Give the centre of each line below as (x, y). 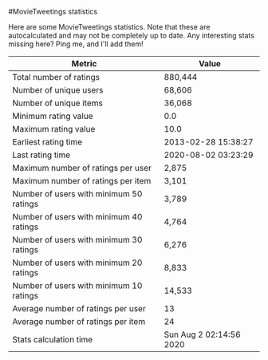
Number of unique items (58, 103)
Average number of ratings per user (79, 309)
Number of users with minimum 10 (77, 285)
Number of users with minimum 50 (77, 194)
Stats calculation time (53, 340)
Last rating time (41, 155)
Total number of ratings (56, 77)
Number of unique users (58, 90)
